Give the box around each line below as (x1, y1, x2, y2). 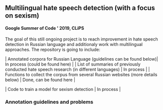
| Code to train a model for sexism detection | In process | (5, 86, 121, 92)
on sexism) (5, 12, 40, 20)
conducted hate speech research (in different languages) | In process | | (5, 66, 150, 72)
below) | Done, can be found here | (5, 77, 76, 83)
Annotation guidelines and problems (5, 98, 94, 105)
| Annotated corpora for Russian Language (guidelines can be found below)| (5, 56, 159, 62)
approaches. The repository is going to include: (5, 46, 101, 52)
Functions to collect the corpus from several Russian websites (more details (5, 71, 158, 77)
